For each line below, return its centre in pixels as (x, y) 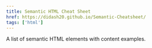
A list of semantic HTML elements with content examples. (76, 39)
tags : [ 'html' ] (25, 22)
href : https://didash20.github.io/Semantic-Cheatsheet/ (76, 17)
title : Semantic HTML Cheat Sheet (49, 11)
